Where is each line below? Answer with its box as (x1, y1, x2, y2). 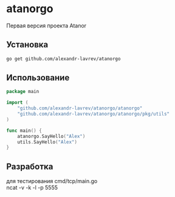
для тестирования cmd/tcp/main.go (6, 178, 98, 185)
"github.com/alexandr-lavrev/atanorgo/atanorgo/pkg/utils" (17, 111, 170, 117)
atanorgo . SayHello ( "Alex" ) (17, 133, 86, 139)
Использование (6, 72, 70, 83)
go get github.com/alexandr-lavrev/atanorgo (6, 55, 121, 62)
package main (6, 89, 39, 95)
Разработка (6, 161, 53, 171)
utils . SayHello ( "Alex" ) (17, 139, 78, 145)
